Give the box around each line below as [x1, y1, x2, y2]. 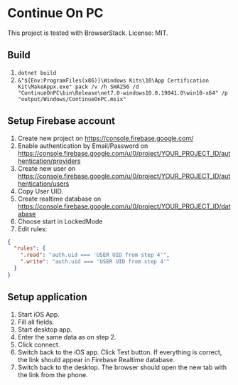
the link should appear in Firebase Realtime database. [17, 355, 175, 364]
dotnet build [17, 69, 57, 76]
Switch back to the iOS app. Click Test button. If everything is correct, [17, 347, 222, 357]
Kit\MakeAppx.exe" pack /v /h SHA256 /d [17, 83, 139, 90]
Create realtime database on [17, 194, 102, 203]
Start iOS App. [17, 310, 60, 318]
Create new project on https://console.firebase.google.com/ [17, 134, 194, 142]
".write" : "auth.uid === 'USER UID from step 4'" [20, 258, 171, 265]
